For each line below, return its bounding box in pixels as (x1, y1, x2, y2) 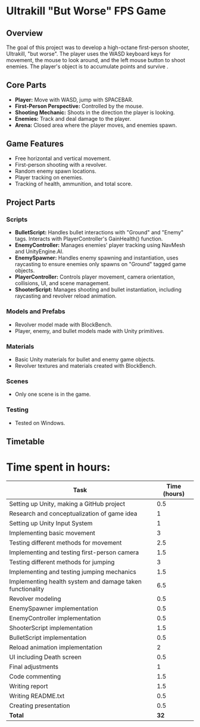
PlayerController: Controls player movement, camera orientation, (14, 273, 176, 280)
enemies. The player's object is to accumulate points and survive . (6, 63, 168, 70)
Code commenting (9, 672, 61, 680)
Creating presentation (9, 701, 70, 710)
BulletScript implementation (9, 633, 87, 642)
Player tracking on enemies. (14, 173, 83, 181)
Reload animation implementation (9, 643, 102, 651)
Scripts (6, 215, 28, 224)
